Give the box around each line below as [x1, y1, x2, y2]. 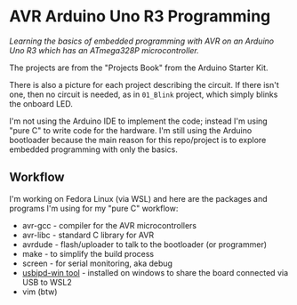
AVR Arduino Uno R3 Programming [9, 6, 271, 27]
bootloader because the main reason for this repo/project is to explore [9, 134, 267, 145]
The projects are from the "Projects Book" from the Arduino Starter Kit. [9, 62, 269, 73]
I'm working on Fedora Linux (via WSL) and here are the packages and [9, 193, 269, 204]
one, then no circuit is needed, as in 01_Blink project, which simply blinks [9, 89, 278, 100]
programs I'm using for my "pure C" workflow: [9, 203, 179, 213]
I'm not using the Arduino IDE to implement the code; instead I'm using [9, 116, 269, 126]
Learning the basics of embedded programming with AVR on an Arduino [9, 36, 274, 46]
